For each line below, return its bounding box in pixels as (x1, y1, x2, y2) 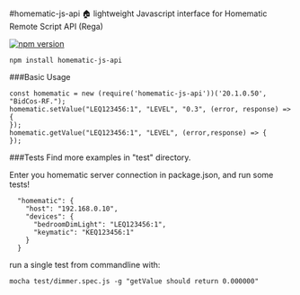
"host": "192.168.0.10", (25, 204, 119, 213)
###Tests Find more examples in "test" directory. (9, 152, 191, 163)
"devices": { (25, 212, 75, 221)
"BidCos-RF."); (9, 97, 66, 106)
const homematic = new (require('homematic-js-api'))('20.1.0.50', (9, 89, 268, 98)
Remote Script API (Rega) (9, 22, 103, 31)
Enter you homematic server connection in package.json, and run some (9, 170, 274, 180)
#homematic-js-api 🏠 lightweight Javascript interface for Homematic (9, 8, 268, 19)
